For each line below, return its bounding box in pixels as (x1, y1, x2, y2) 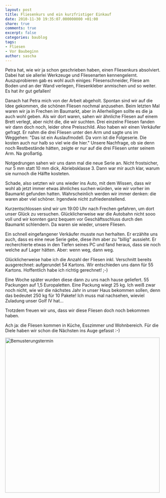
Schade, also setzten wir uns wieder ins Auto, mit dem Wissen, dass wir (5, 180, 152, 186)
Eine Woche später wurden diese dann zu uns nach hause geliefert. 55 (5, 277, 149, 283)
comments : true (5, 26, 37, 31)
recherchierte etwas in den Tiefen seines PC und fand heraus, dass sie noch (5, 242, 161, 248)
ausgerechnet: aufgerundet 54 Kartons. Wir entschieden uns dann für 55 (5, 262, 154, 268)
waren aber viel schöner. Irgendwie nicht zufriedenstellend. (5, 196, 126, 202)
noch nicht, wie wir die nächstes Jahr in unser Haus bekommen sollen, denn (5, 287, 161, 293)
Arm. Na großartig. (5, 150, 43, 156)
